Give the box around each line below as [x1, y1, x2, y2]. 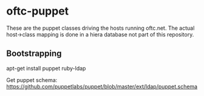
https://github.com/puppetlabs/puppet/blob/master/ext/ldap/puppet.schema [6, 83, 198, 90]
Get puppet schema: [6, 76, 58, 83]
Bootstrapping [6, 49, 62, 59]
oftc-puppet [6, 4, 69, 18]
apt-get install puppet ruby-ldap [6, 64, 86, 72]
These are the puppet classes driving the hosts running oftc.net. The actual [6, 24, 195, 32]
